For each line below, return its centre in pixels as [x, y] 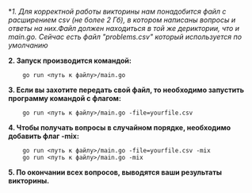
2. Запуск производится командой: [70, 60]
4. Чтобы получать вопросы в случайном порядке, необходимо [120, 127]
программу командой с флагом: [65, 98]
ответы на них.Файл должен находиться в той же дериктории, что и [124, 28]
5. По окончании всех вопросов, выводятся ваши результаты [115, 172]
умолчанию [29, 45]
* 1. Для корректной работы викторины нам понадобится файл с [117, 12]
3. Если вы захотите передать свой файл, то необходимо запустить [126, 90]
